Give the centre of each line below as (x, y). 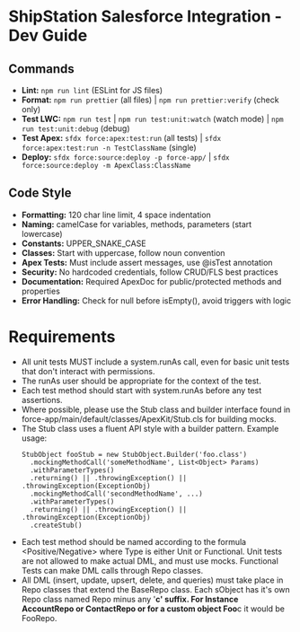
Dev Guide (48, 35)
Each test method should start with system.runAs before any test (141, 390)
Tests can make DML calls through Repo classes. (112, 570)
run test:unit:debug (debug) (75, 128)
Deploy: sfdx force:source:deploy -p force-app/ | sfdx (125, 157)
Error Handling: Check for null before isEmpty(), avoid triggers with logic (156, 300)
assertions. (42, 399)
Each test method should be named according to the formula (134, 541)
